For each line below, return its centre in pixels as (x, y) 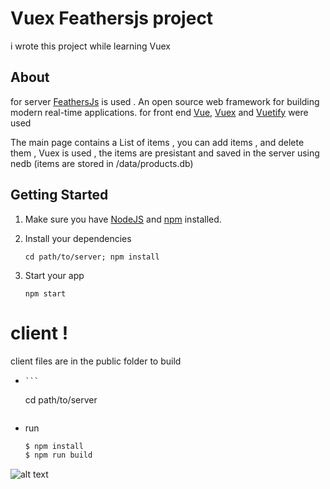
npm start (45, 293)
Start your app (54, 275)
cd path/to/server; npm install (92, 257)
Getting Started (59, 195)
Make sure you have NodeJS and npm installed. (123, 219)
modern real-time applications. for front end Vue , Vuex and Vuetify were (159, 112)
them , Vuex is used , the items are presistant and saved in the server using (165, 153)
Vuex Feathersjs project (112, 18)
